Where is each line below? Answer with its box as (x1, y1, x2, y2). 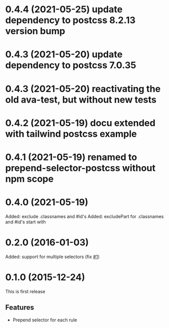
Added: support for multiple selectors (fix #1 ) (5, 253, 100, 260)
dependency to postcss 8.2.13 (5, 14, 136, 26)
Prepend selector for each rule (12, 317, 78, 323)
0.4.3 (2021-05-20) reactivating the (5, 83, 161, 95)
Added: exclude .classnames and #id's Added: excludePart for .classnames (5, 213, 164, 219)
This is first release (5, 288, 45, 294)
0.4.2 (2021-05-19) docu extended (5, 117, 156, 129)
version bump (5, 26, 65, 37)
